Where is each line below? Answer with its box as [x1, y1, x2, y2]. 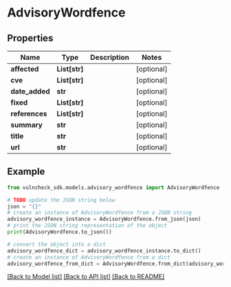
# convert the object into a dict [7, 241, 107, 248]
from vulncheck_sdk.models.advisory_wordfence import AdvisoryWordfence [7, 184, 220, 191]
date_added [10, 87, 50, 96]
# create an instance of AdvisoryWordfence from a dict [7, 253, 170, 261]
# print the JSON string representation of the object [7, 222, 168, 229]
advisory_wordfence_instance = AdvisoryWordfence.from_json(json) [7, 215, 201, 223]
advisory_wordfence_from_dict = [7, 260, 100, 267]
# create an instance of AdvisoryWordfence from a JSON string [7, 209, 192, 216]
